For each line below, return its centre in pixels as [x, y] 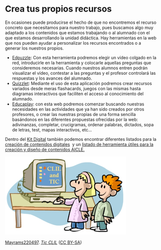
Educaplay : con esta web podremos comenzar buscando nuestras [78, 104]
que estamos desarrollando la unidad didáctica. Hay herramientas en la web [81, 38]
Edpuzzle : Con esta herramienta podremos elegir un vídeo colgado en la [84, 57]
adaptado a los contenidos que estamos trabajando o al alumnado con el [77, 33]
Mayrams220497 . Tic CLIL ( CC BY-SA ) [44, 242]
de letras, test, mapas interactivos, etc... [52, 130]
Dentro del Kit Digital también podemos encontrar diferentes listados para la [81, 139]
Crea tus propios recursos [59, 9]
